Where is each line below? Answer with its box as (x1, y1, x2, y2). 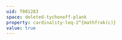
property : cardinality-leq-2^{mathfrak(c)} (6, 19, 117, 25)
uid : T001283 (6, 8, 39, 15)
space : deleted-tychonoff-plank (6, 14, 87, 20)
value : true (6, 25, 36, 31)
